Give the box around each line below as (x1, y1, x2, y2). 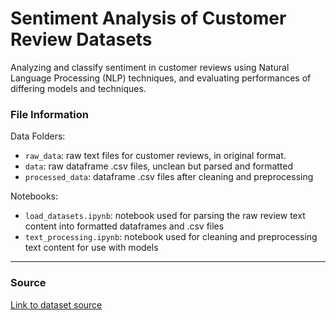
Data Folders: (10, 130, 66, 142)
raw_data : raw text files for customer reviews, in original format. (24, 150, 287, 162)
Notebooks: (10, 190, 59, 202)
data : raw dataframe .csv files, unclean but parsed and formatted (24, 160, 294, 172)
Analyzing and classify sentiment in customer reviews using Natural (10, 61, 290, 73)
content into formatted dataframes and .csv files (24, 220, 225, 232)
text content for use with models (24, 242, 159, 254)
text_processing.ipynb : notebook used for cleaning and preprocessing (24, 231, 318, 243)
